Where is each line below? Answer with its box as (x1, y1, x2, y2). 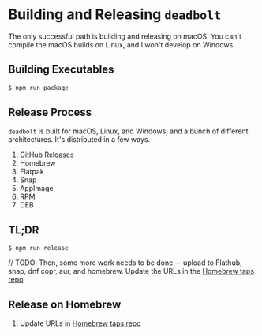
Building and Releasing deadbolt (8, 6, 222, 24)
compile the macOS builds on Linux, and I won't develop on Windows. (8, 39, 235, 49)
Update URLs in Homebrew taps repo (19, 319, 141, 328)
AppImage (19, 184, 54, 193)
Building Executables (8, 63, 114, 77)
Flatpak (19, 167, 45, 177)
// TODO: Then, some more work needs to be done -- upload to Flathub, (8, 258, 242, 267)
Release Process (8, 106, 92, 119)
